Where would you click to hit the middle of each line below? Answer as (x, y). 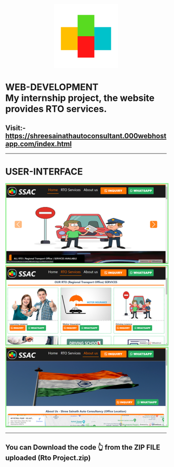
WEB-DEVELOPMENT (52, 87)
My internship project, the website (80, 98)
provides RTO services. (56, 109)
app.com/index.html (39, 144)
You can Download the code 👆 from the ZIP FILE (83, 447)
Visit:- (16, 128)
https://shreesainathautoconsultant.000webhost (86, 136)
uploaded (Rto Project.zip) (48, 458)
